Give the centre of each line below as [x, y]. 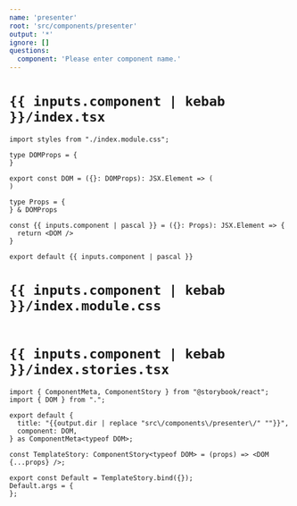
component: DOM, [47, 431]
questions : [29, 51]
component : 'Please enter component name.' [99, 59]
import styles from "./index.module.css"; [89, 139]
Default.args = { [41, 485]
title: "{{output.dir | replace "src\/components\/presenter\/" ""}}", [153, 423]
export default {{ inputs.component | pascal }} [101, 257]
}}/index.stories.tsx [89, 370]
